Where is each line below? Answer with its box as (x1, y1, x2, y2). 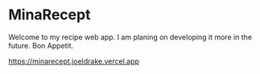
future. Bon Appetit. (8, 40, 74, 50)
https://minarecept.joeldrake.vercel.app (8, 56, 139, 66)
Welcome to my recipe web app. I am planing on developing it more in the (8, 32, 252, 42)
